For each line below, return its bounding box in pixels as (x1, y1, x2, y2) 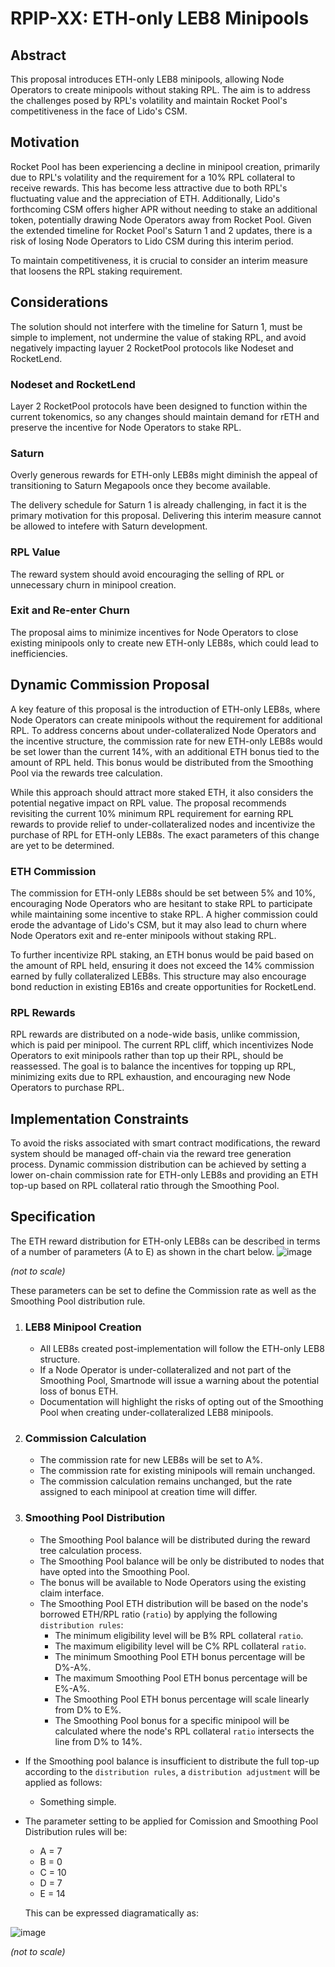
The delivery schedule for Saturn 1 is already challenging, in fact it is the (10, 499, 307, 511)
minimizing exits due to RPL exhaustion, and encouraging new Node (10, 1071, 291, 1083)
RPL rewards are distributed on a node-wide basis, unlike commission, (10, 1028, 301, 1041)
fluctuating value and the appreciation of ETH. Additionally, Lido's (10, 192, 281, 204)
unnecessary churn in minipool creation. (10, 578, 177, 591)
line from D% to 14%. (54, 1735, 143, 1747)
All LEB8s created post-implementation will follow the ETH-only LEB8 (39, 1343, 325, 1355)
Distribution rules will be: (24, 1825, 128, 1837)
